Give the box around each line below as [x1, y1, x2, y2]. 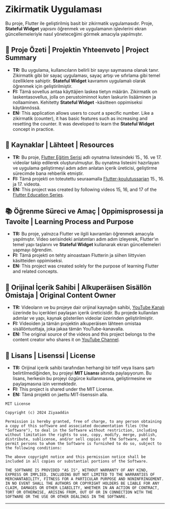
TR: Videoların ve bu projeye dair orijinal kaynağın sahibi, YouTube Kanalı [12, 304, 165, 310]
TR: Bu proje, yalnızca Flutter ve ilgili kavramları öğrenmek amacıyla [12, 231, 154, 237]
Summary [5, 54, 37, 62]
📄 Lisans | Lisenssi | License [5, 351, 96, 360]
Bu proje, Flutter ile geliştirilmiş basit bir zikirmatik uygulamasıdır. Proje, [5, 20, 153, 26]
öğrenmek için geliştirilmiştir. [12, 83, 72, 89]
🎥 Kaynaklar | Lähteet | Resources [5, 141, 114, 150]
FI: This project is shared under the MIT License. [12, 386, 114, 392]
